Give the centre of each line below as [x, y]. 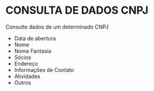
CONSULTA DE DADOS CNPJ [77, 10]
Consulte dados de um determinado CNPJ [57, 27]
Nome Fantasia [33, 51]
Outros [23, 82]
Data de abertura [35, 38]
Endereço [26, 64]
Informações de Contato [44, 70]
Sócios [23, 57]
